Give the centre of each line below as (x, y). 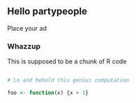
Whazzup (24, 46)
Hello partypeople (47, 11)
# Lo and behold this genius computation (68, 80)
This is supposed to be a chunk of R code (67, 61)
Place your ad (27, 28)
